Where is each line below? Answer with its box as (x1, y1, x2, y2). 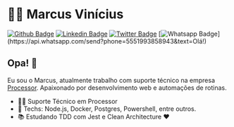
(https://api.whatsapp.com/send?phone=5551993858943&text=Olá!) (7, 36, 207, 45)
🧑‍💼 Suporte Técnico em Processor (17, 97, 118, 105)
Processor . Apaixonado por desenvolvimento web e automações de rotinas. (7, 83, 227, 92)
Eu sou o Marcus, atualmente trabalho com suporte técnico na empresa (7, 76, 216, 84)
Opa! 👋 (7, 58, 37, 69)
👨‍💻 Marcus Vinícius (7, 6, 124, 22)
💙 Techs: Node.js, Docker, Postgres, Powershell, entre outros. (17, 105, 197, 113)
